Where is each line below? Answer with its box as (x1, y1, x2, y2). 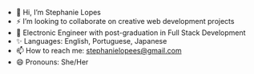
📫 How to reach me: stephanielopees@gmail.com (15, 46, 182, 55)
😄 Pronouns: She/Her (15, 57, 89, 67)
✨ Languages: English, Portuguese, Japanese (15, 37, 167, 45)
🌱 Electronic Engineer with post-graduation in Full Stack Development (15, 28, 246, 37)
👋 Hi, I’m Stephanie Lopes (15, 8, 102, 17)
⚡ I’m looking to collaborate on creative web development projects (15, 17, 235, 25)
